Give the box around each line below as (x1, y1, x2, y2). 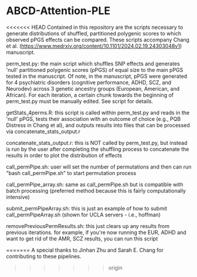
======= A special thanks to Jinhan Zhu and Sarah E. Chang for (6, 246, 163, 253)
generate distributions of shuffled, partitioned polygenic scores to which (6, 29, 181, 37)
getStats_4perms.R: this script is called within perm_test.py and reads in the (6, 109, 190, 116)
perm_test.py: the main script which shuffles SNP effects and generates (6, 60, 181, 67)
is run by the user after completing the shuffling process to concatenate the (6, 146, 189, 153)
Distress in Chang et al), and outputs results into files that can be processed (6, 121, 190, 128)
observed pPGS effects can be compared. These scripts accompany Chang (6, 36, 190, 43)
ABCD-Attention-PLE (6, 4, 111, 18)
